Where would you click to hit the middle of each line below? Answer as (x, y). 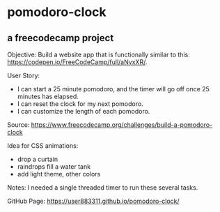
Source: (18, 125)
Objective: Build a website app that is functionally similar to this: (99, 54)
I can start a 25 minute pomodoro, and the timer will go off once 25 (113, 89)
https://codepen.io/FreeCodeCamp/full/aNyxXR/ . (77, 62)
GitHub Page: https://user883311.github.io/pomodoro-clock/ (93, 201)
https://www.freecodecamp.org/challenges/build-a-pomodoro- (122, 125)
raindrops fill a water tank (54, 167)
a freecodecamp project (61, 38)
